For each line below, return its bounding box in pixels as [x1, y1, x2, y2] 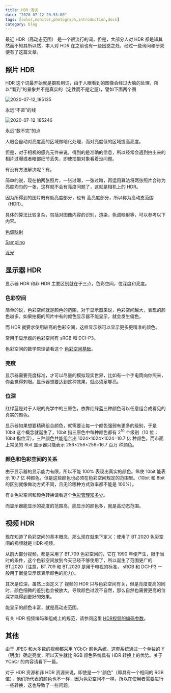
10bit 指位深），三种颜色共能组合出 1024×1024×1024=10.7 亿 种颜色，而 [5, 435, 155, 441]
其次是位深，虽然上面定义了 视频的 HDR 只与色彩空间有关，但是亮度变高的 [5, 580, 161, 587]
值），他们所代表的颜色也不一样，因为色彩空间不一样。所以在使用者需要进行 [5, 676, 164, 682]
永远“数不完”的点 [5, 128, 41, 134]
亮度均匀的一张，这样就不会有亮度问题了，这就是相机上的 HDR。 [5, 184, 141, 190]
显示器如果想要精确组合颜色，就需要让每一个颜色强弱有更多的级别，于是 [5, 422, 157, 429]
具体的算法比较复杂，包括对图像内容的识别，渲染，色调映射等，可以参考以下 [5, 212, 166, 218]
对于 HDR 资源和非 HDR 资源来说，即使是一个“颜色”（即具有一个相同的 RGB [5, 670, 164, 676]
